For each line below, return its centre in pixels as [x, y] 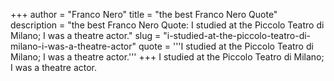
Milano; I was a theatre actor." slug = [86, 35]
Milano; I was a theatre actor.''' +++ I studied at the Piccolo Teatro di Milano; [167, 57]
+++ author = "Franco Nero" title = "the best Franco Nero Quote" [144, 14]
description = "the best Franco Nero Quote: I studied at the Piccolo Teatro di [167, 25]
